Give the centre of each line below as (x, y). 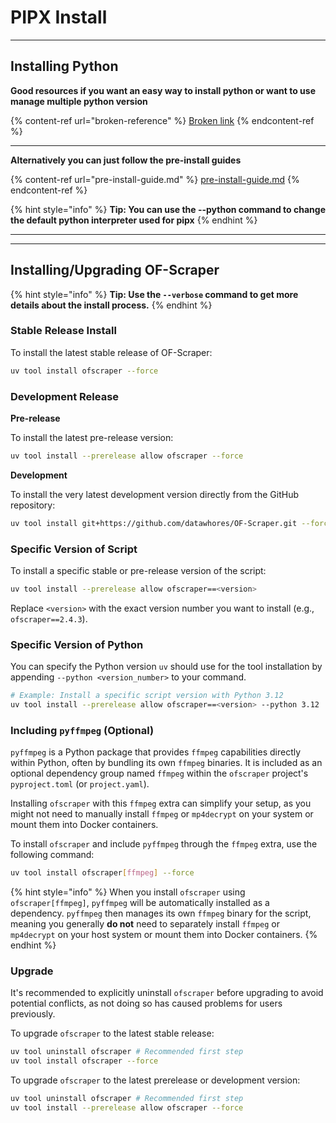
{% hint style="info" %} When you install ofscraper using (128, 892)
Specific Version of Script (74, 549)
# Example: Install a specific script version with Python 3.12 (147, 696)
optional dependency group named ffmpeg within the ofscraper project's (159, 773)
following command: (52, 855)
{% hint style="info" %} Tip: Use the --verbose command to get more (154, 294)
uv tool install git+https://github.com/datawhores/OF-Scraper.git (154, 523)
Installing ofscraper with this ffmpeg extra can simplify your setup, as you (161, 803)
